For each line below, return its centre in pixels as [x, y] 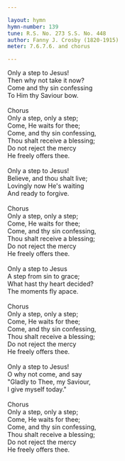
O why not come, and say [45, 374]
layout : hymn [27, 20]
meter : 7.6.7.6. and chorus [49, 47]
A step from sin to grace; [44, 277]
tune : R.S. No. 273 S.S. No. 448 [57, 33]
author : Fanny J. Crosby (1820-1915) [63, 40]
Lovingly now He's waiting [46, 186]
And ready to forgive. [38, 194]
